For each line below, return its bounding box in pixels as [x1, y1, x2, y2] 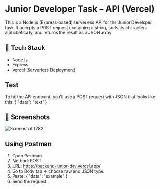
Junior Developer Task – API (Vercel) [5, 3, 155, 15]
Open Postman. [12, 153, 44, 158]
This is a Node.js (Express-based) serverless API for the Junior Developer [5, 19, 152, 25]
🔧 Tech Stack [5, 44, 45, 52]
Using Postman [5, 140, 52, 148]
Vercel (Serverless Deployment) [12, 67, 76, 73]
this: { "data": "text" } [5, 99, 47, 105]
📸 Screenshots [5, 113, 50, 121]
